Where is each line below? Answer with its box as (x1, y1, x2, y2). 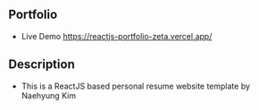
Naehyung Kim (21, 89, 77, 101)
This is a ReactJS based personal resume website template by (21, 80, 251, 91)
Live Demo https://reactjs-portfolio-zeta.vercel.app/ (21, 30, 213, 41)
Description (8, 57, 75, 72)
